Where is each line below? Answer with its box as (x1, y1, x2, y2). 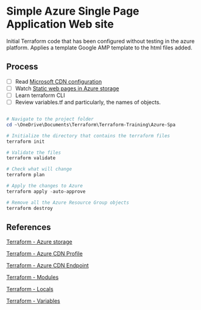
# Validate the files (6, 150, 62, 156)
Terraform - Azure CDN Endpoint (6, 262, 90, 269)
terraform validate (6, 155, 56, 161)
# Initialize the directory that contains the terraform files (6, 132, 171, 139)
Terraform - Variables (6, 297, 60, 305)
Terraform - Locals (6, 286, 54, 293)
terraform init (6, 139, 45, 145)
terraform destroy (6, 205, 53, 211)
